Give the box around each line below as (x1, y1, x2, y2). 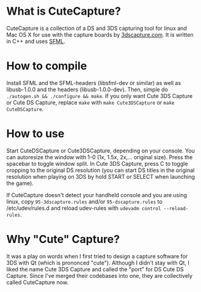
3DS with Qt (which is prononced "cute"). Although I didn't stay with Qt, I (6, 259, 189, 266)
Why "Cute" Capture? (6, 233, 120, 246)
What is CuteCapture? (6, 4, 121, 18)
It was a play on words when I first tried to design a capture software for (6, 252, 188, 260)
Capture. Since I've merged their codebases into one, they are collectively (6, 272, 193, 279)
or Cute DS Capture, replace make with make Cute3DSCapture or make (6, 99, 175, 106)
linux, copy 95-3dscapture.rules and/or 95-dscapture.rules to (6, 198, 163, 205)
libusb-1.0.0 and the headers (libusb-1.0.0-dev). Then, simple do (6, 86, 168, 93)
